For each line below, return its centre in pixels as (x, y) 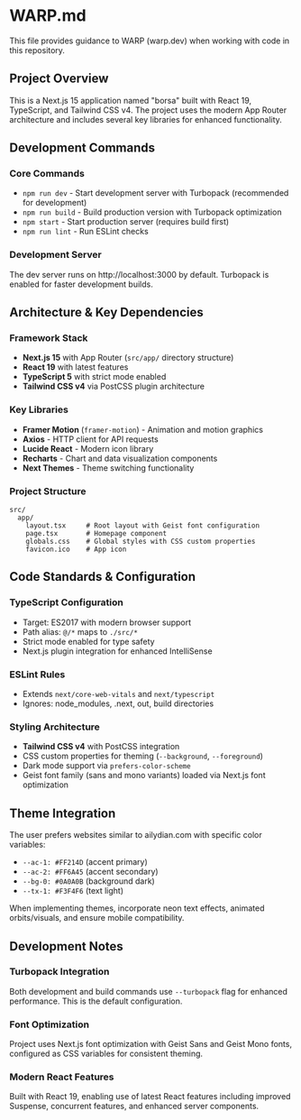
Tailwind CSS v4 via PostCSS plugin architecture (114, 386)
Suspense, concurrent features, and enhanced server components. (134, 1106)
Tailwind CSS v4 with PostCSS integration (101, 747)
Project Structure (48, 491)
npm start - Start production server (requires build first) (126, 222)
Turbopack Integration (59, 972)
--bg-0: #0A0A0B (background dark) (88, 881)
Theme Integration (63, 813)
